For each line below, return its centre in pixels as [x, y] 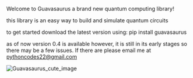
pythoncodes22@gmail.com [42, 57]
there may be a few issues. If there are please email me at [79, 50]
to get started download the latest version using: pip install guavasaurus [96, 32]
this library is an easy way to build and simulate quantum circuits [87, 20]
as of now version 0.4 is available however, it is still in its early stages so [97, 44]
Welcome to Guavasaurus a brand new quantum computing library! [90, 9]
